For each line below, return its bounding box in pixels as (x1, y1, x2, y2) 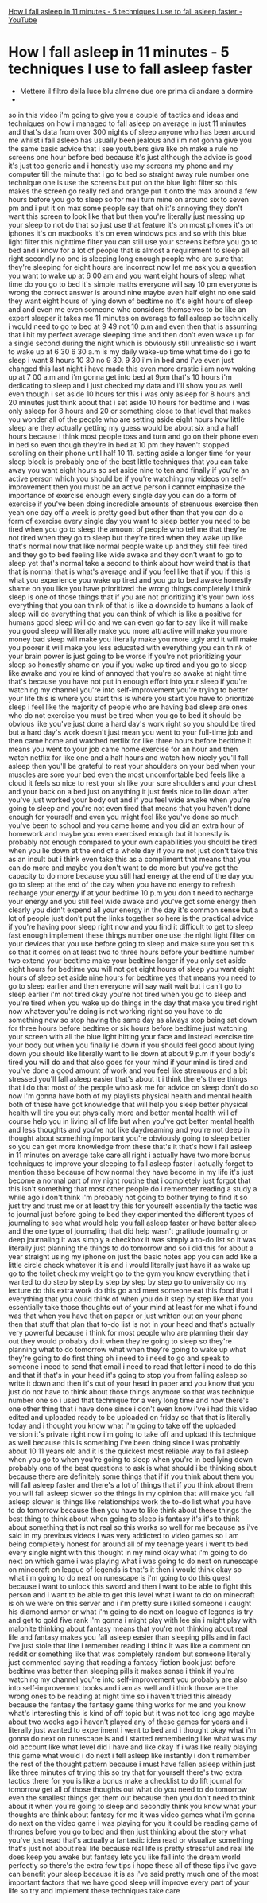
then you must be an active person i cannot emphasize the (52, 482, 245, 492)
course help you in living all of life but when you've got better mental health (8, 1116, 255, 1125)
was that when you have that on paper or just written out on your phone (8, 1311, 243, 1320)
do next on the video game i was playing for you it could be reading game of (8, 1818, 258, 1827)
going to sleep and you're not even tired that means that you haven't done (8, 803, 251, 813)
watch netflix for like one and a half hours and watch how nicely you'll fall (8, 752, 249, 762)
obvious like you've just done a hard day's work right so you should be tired (8, 719, 256, 728)
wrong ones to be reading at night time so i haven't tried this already (8, 1691, 232, 1701)
